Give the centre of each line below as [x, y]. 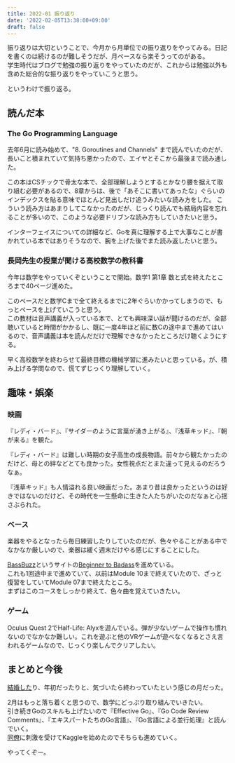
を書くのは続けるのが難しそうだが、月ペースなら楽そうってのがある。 [108, 56]
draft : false [26, 27]
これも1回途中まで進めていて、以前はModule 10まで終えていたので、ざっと [115, 574]
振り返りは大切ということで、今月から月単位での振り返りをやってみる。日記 [117, 48]
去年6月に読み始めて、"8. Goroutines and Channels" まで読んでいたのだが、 [117, 150]
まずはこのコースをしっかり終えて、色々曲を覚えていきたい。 [95, 591]
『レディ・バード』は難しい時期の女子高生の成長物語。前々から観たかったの [117, 455]
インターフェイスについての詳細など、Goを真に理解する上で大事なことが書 [115, 232]
